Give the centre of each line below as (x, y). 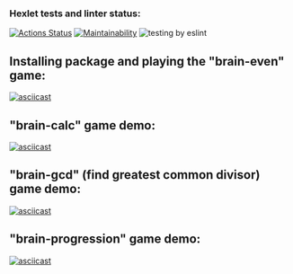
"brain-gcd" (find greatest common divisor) (135, 175)
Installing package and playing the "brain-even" (147, 61)
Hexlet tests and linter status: (75, 13)
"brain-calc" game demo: (82, 125)
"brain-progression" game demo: (105, 239)
